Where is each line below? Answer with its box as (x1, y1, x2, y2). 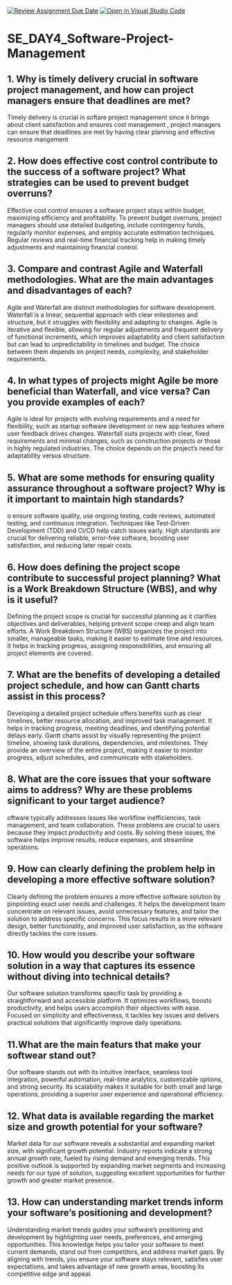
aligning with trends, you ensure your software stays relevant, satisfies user (7, 1255, 223, 1263)
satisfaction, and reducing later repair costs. (7, 541, 134, 550)
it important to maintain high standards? (7, 493, 185, 505)
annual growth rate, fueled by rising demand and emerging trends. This (7, 1154, 211, 1162)
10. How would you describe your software (7, 949, 195, 961)
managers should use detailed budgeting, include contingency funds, (7, 220, 206, 229)
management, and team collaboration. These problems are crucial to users (7, 821, 220, 829)
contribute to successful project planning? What (7, 572, 221, 584)
